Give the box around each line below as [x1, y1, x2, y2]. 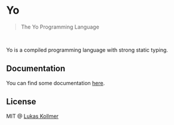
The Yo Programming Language [20, 23, 100, 30]
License [6, 96, 36, 107]
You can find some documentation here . [6, 79, 105, 86]
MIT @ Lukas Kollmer [6, 112, 59, 120]
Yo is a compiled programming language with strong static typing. [6, 46, 169, 54]
